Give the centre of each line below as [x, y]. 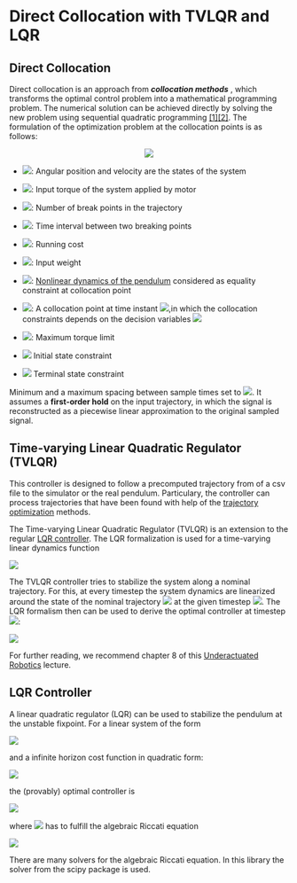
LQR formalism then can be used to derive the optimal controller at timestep [148, 611]
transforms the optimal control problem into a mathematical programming [143, 98]
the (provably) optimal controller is [72, 791]
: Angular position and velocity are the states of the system [138, 171]
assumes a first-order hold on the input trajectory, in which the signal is [141, 402]
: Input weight [56, 262]
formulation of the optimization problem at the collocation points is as [136, 127]
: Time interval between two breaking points [111, 226]
